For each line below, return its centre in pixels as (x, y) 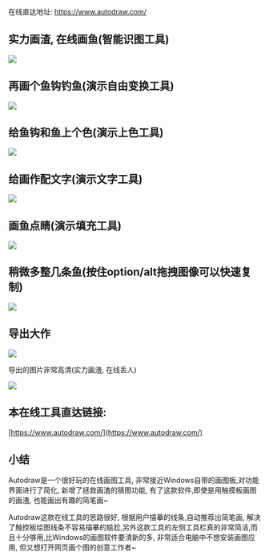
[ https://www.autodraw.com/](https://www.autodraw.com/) (105, 432)
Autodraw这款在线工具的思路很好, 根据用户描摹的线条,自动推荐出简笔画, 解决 (134, 517)
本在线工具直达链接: (58, 413)
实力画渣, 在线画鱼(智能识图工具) (89, 40)
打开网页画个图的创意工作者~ (88, 547)
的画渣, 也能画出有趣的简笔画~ (58, 501)
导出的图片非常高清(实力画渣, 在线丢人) (73, 369)
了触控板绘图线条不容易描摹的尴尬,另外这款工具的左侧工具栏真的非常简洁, (130, 527)
